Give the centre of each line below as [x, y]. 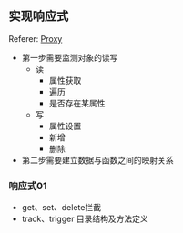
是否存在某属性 [77, 103]
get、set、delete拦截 [61, 208]
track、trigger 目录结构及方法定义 [85, 219]
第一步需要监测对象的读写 [70, 57]
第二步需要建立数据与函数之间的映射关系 [97, 160]
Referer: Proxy [36, 38]
